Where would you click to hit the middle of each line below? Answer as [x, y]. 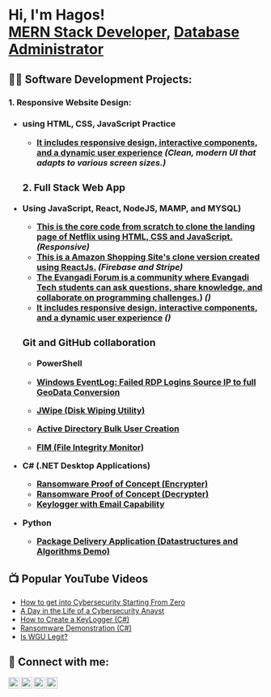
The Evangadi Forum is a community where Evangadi [142, 277]
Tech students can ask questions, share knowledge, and [149, 288]
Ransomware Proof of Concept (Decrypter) [122, 494]
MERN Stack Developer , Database [124, 32]
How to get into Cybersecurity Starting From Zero [103, 602]
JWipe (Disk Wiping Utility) [91, 410]
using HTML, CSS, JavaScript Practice [99, 124]
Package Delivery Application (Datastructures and [137, 541]
